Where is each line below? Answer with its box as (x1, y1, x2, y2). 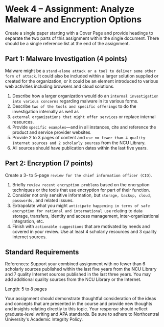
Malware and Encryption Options (5, 14, 142, 25)
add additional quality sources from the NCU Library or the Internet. (5, 277, 141, 282)
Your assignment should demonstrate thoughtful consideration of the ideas (5, 296, 157, 302)
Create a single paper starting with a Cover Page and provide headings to (5, 30, 153, 36)
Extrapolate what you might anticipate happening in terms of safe (12, 202, 150, 208)
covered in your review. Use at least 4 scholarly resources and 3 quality (12, 228, 157, 234)
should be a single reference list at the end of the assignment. (5, 40, 130, 46)
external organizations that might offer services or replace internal (12, 114, 156, 120)
